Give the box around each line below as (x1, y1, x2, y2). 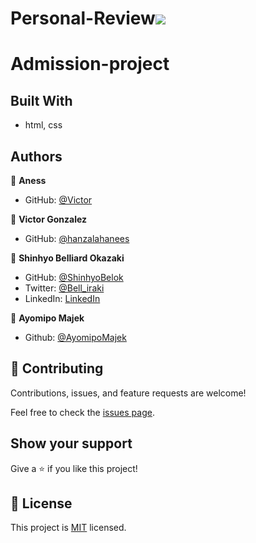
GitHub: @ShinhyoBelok (24, 272, 124, 283)
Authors (10, 148, 63, 165)
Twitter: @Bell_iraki (24, 282, 105, 294)
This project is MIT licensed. (10, 522, 127, 534)
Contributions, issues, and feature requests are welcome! (10, 387, 247, 399)
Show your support (10, 435, 133, 452)
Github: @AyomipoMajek (24, 332, 127, 343)
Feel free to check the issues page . (10, 406, 155, 418)
